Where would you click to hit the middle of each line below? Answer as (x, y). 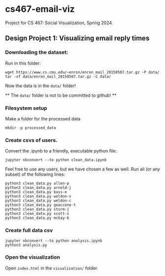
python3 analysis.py (26, 245)
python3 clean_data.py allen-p (37, 184)
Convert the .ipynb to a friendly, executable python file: (61, 151)
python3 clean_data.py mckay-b (37, 218)
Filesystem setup (26, 108)
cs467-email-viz (40, 9)
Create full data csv (29, 231)
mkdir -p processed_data (31, 128)
